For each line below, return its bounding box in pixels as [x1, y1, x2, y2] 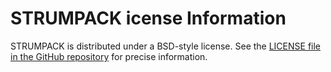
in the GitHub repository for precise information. [10, 50, 208, 62]
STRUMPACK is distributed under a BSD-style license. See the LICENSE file [10, 40, 322, 52]
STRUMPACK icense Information [10, 7, 287, 30]
